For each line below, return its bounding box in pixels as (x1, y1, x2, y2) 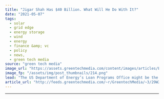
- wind (9, 35, 23, 40)
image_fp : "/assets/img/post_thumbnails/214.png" (5, 71, 108, 76)
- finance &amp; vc (9, 43, 49, 48)
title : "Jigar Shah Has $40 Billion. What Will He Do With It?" (5, 7, 139, 12)
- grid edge (9, 25, 34, 30)
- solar (9, 20, 25, 26)
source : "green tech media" (5, 61, 62, 66)
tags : (5, 16, 16, 21)
